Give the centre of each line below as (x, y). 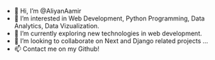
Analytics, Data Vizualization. (56, 26)
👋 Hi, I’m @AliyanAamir (48, 11)
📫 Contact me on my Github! (57, 49)
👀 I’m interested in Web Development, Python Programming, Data (109, 18)
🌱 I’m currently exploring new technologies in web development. (108, 33)
